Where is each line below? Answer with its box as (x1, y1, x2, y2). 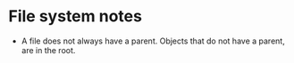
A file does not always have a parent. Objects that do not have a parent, (21, 35, 285, 46)
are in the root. (21, 44, 76, 55)
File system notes (8, 6, 142, 27)
